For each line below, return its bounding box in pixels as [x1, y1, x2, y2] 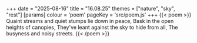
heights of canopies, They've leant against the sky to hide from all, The [6, 24, 178, 31]
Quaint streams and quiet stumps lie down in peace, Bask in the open [6, 18, 174, 24]
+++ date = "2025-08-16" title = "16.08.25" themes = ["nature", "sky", [6, 5, 175, 12]
